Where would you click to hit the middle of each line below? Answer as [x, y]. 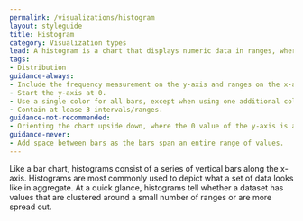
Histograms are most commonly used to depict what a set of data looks [161, 178]
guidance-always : [42, 76]
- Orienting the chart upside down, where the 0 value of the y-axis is [149, 127]
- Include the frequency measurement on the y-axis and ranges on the [145, 84]
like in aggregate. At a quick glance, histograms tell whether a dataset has [147, 187]
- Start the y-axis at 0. [58, 93]
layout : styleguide [46, 26]
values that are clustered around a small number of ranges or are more [141, 197]
